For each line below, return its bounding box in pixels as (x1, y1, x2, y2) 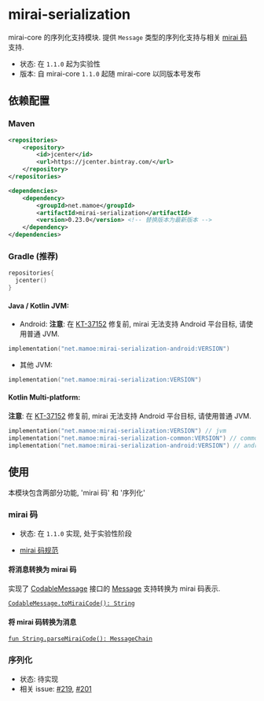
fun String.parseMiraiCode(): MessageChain (8, 635, 153, 643)
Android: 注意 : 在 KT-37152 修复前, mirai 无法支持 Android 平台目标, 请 (19, 319, 247, 329)
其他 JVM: (19, 360, 53, 369)
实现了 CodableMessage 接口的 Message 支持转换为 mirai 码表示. (8, 584, 221, 593)
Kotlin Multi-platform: (8, 393, 81, 402)
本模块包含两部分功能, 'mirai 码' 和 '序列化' (8, 488, 145, 497)
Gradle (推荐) (8, 250, 59, 261)
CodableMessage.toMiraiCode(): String (8, 600, 135, 607)
